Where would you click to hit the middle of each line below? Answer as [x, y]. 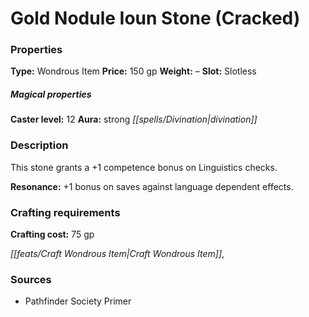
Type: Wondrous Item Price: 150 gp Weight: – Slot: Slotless [133, 71]
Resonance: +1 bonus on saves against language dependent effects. [152, 186]
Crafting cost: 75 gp [52, 234]
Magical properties [51, 94]
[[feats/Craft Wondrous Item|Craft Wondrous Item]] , [117, 254]
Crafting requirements [65, 212]
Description [39, 145]
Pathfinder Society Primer [78, 301]
